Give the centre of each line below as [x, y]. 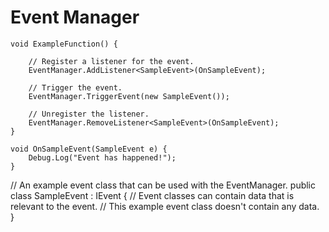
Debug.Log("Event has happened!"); [102, 157]
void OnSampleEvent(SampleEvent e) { [89, 149]
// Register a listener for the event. [111, 61]
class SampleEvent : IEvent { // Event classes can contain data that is [152, 195]
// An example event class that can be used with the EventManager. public [163, 185]
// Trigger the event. [75, 87]
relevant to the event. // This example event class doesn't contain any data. [165, 206]
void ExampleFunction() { [64, 44]
